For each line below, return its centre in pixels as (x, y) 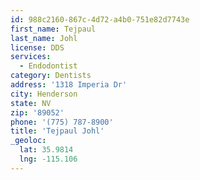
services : (31, 57)
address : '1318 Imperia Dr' (69, 85)
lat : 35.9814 (46, 150)
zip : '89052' (37, 112)
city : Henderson (44, 94)
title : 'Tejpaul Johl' (57, 131)
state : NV (31, 103)
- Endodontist (48, 66)
